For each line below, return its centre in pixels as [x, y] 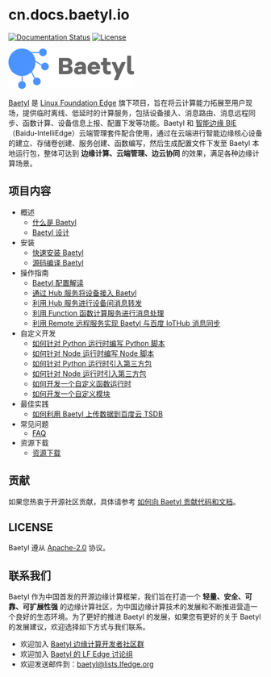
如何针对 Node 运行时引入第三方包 [89, 374]
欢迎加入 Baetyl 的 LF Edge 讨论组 [76, 654]
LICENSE [31, 527]
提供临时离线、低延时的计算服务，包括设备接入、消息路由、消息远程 [135, 113]
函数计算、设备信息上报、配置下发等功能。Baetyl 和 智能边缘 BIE [129, 123]
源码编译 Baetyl [58, 262]
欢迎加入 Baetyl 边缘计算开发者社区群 [82, 644]
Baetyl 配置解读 [58, 282]
